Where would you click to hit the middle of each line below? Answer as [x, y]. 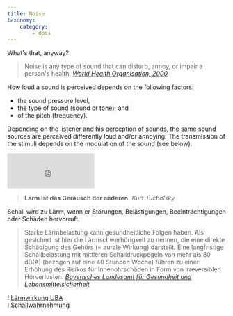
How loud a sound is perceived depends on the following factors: [101, 87]
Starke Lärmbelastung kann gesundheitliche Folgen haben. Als [114, 232]
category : [34, 26]
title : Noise [26, 14]
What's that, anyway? [38, 53]
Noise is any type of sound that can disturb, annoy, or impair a [113, 66]
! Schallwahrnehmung [39, 305]
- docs [42, 33]
